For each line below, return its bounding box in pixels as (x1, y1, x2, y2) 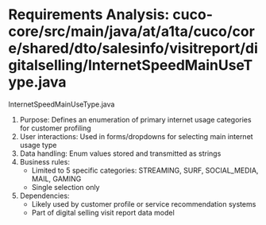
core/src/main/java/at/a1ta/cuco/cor (8, 22, 256, 41)
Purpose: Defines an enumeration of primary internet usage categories (19, 114, 252, 124)
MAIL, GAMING (31, 173, 82, 184)
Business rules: (19, 157, 70, 166)
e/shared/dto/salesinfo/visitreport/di (8, 40, 258, 57)
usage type (19, 140, 57, 149)
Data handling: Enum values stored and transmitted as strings (19, 149, 222, 158)
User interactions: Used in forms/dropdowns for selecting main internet (19, 131, 253, 141)
